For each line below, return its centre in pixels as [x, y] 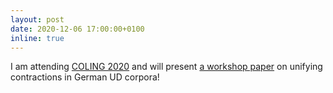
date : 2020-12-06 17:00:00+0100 [77, 29]
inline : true [37, 38]
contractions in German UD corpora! [85, 77]
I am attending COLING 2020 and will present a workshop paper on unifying [166, 67]
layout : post [37, 19]
